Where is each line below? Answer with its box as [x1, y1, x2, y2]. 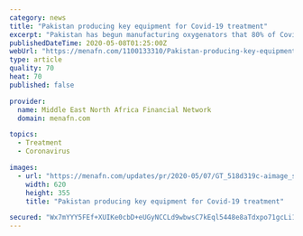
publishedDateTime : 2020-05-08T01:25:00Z [9, 38, 168, 48]
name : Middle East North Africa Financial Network [17, 105, 212, 114]
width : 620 [25, 180, 67, 189]
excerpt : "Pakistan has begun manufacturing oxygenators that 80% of [9, 30, 277, 39]
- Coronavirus [17, 146, 70, 156]
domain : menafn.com [17, 114, 91, 123]
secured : [9, 213, 42, 222]
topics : [9, 130, 39, 139]
